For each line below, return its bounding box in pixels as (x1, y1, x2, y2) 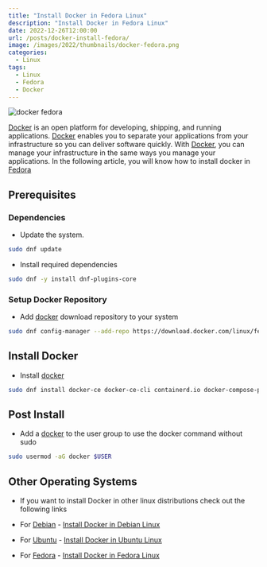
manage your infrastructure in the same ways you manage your (8, 148, 216, 157)
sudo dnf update (8, 246, 62, 254)
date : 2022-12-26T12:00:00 (8, 26, 98, 34)
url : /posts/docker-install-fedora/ (8, 33, 130, 42)
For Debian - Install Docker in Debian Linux (19, 520, 161, 530)
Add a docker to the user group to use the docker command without (19, 429, 243, 438)
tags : (8, 64, 26, 72)
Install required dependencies (19, 259, 118, 269)
